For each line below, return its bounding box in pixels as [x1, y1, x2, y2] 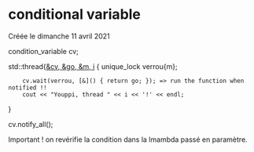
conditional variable [8, 5, 142, 24]
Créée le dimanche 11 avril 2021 [8, 31, 110, 41]
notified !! [8, 84, 47, 92]
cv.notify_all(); [8, 119, 53, 128]
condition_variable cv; [8, 46, 79, 56]
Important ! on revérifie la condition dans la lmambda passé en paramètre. [8, 135, 248, 144]
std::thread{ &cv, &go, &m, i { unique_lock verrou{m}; [8, 61, 179, 71]
